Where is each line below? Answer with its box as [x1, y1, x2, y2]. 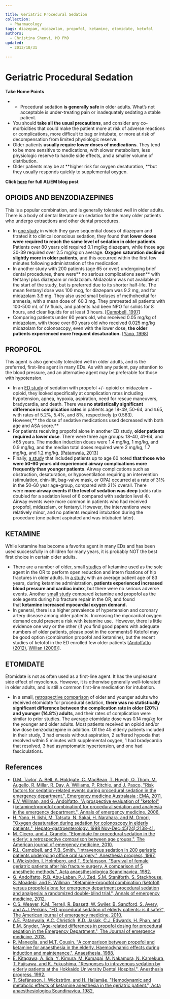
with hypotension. [5, 375, 43, 381]
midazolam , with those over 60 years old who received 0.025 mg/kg [12, 320, 155, 326]
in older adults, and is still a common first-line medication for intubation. [5, 684, 156, 690]
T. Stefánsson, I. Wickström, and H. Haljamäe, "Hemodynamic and [12, 977, 151, 983]
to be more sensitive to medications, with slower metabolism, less [12, 147, 151, 153]
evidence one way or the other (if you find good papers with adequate [12, 623, 160, 629]
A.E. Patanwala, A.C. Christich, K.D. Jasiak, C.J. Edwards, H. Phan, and [12, 917, 161, 923]
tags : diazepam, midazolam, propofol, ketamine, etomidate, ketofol [5, 26, 153, 31]
